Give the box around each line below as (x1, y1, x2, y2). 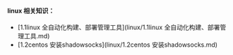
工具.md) (23, 32, 50, 40)
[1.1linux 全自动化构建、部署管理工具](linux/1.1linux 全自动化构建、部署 (17, 23, 220, 31)
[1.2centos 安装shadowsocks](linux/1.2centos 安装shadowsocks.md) (17, 40, 217, 49)
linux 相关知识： (7, 6, 55, 15)
